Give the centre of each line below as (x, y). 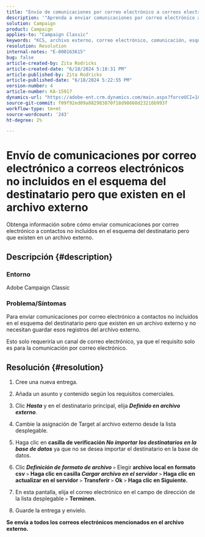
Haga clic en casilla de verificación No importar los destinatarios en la (106, 442)
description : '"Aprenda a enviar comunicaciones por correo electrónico (101, 18)
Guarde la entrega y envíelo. (51, 510)
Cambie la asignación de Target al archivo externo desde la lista (95, 424)
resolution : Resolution (37, 46)
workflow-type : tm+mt (34, 109)
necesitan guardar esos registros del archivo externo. (74, 330)
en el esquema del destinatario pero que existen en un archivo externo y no (101, 323)
